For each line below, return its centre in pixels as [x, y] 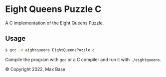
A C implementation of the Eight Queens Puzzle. [55, 23]
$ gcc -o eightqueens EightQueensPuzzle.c [50, 50]
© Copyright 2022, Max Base [35, 69]
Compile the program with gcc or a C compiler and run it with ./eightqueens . [83, 59]
